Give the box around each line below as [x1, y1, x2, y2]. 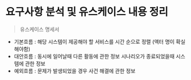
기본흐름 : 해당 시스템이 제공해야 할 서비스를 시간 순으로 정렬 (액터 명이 [13, 38, 175, 45]
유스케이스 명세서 [19, 26, 60, 33]
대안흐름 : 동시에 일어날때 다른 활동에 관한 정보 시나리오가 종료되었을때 [13, 53, 175, 60]
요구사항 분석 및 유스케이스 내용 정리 [5, 5, 169, 19]
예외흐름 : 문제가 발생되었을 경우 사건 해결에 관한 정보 [13, 67, 136, 74]
